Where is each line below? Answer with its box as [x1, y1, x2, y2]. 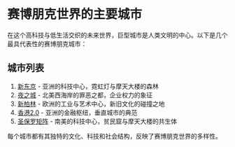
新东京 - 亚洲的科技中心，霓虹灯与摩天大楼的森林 [17, 82, 159, 90]
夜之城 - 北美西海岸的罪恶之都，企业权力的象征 [17, 90, 153, 99]
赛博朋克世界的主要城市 [7, 6, 143, 22]
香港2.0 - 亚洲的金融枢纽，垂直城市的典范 [17, 108, 138, 116]
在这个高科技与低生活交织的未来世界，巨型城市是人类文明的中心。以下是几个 [7, 31, 228, 39]
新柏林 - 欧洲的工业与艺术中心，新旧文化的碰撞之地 [17, 99, 166, 108]
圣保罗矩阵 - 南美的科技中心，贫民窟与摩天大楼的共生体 [17, 117, 178, 125]
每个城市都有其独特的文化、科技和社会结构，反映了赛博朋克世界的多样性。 [7, 132, 222, 140]
